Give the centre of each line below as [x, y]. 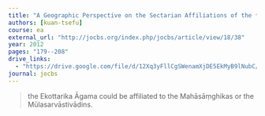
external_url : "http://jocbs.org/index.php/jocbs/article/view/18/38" [127, 37]
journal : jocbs [33, 74]
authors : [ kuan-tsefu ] [45, 23]
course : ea [26, 30]
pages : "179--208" [38, 52]
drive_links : [30, 60]
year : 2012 [26, 45]
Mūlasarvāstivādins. [60, 104]
